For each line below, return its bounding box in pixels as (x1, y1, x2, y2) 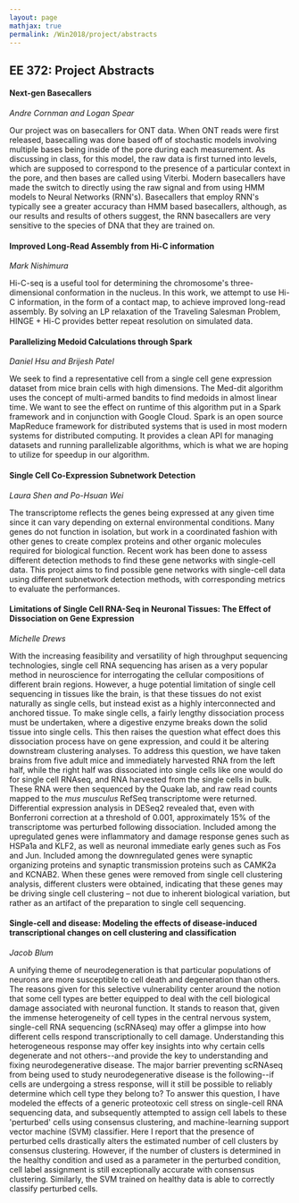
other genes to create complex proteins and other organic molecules (9, 536, 262, 546)
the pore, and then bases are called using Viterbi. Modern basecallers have (9, 172, 286, 183)
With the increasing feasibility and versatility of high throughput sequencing (9, 650, 288, 661)
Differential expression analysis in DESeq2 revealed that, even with (9, 802, 255, 813)
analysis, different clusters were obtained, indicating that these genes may (9, 878, 284, 889)
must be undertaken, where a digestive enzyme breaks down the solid (9, 716, 268, 727)
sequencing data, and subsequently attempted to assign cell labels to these (9, 1106, 287, 1118)
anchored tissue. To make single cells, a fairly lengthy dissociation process (9, 707, 285, 718)
